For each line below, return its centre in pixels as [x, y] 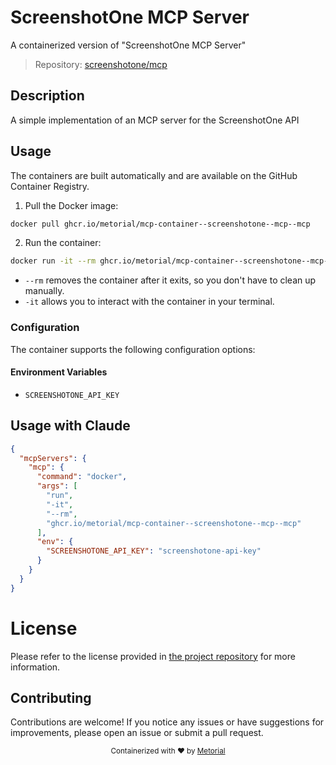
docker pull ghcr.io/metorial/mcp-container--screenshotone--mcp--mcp [160, 224]
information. [35, 667]
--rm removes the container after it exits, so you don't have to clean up [170, 280]
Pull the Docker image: [71, 205]
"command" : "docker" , [82, 477]
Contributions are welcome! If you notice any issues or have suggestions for [167, 722]
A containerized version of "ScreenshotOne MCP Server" [128, 45]
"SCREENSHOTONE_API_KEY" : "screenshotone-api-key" [154, 551]
